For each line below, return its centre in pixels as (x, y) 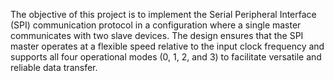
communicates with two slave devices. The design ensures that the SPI (157, 35)
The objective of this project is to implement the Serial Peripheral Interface (163, 14)
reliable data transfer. (54, 67)
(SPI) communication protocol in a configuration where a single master (156, 25)
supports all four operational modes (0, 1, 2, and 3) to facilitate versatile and (166, 57)
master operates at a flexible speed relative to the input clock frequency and (167, 46)
